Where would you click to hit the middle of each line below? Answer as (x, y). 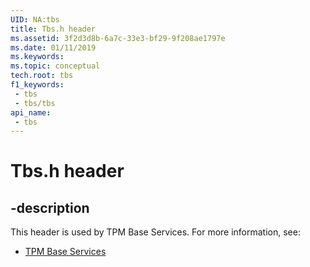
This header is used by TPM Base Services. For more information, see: (155, 232)
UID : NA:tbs (35, 19)
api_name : (31, 112)
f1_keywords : (37, 85)
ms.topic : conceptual (55, 66)
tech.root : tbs (42, 76)
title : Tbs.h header (53, 29)
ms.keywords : (37, 57)
